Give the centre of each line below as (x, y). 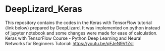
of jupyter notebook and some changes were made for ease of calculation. (81, 33)
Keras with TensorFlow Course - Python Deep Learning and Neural (73, 38)
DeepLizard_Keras (44, 9)
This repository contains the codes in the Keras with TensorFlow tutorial (79, 23)
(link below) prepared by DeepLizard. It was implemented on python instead (82, 27)
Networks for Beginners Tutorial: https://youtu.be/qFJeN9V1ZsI (69, 43)
